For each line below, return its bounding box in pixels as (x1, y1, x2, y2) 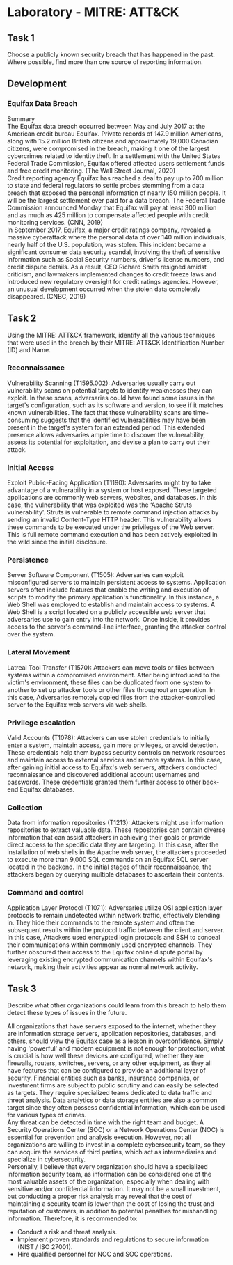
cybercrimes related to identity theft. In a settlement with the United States (7, 151, 221, 160)
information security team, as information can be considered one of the (7, 1170, 212, 1179)
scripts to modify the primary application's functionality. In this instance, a (7, 593, 220, 602)
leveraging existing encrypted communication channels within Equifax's (7, 955, 214, 964)
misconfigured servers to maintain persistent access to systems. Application (7, 579, 227, 587)
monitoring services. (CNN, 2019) (7, 218, 103, 226)
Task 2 (7, 313, 37, 324)
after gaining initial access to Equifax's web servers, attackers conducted (7, 763, 218, 771)
